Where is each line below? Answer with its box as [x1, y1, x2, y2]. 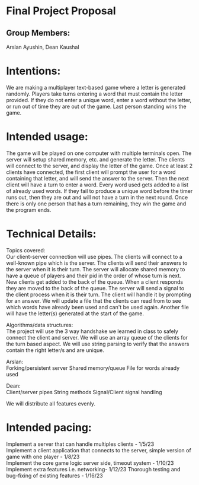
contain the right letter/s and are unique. [6, 346, 105, 354]
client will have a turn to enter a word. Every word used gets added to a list [6, 181, 188, 188]
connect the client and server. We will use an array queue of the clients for [6, 334, 188, 341]
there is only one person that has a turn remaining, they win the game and [6, 200, 187, 207]
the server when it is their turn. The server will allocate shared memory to [6, 265, 185, 272]
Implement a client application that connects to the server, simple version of [6, 446, 191, 454]
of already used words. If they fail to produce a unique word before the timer [6, 187, 193, 194]
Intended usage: [6, 130, 89, 144]
